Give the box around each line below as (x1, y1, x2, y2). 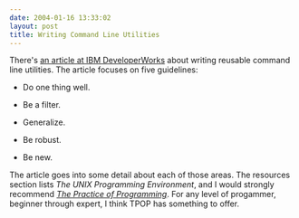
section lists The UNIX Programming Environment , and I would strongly (9, 179, 275, 190)
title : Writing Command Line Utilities (9, 30, 160, 39)
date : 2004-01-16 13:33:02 (9, 13, 111, 23)
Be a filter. (22, 100, 62, 110)
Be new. (22, 152, 53, 163)
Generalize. (22, 117, 66, 128)
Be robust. (22, 135, 62, 146)
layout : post (9, 22, 59, 31)
